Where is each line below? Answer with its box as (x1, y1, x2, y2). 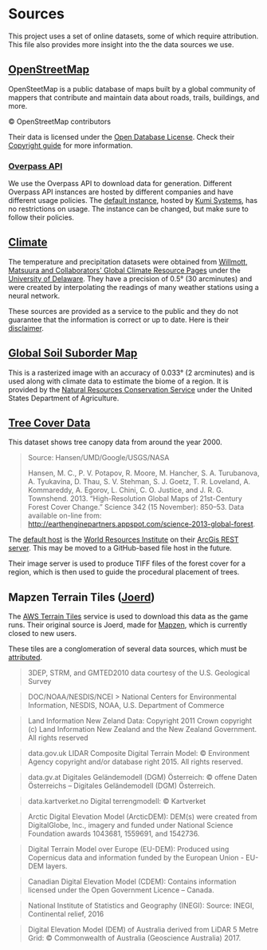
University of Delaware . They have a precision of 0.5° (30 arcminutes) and (8, 273, 253, 284)
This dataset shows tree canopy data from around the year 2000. (8, 437, 222, 447)
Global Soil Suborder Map (8, 347, 138, 360)
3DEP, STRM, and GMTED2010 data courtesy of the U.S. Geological (27, 668, 250, 678)
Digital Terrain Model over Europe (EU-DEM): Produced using (27, 845, 230, 854)
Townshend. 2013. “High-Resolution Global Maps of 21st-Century (27, 494, 243, 503)
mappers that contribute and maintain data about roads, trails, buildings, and (8, 93, 260, 102)
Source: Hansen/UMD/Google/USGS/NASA (27, 453, 170, 463)
